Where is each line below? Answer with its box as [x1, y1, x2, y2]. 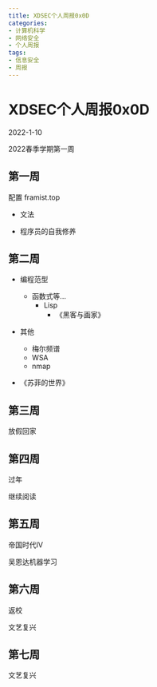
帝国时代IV [8, 540, 44, 550]
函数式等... [31, 292, 66, 301]
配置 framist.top [8, 193, 61, 202]
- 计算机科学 [8, 26, 45, 34]
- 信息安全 [8, 57, 40, 65]
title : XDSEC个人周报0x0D [8, 11, 90, 20]
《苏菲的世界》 [19, 378, 69, 387]
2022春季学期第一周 [8, 144, 75, 153]
